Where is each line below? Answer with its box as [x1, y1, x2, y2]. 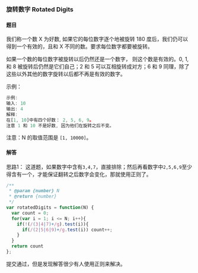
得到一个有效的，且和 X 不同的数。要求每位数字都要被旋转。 [6, 43, 153, 50]
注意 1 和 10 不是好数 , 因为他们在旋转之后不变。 [6, 123, 114, 128]
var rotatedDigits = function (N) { [6, 205, 94, 211]
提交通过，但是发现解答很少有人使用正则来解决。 [6, 260, 126, 267]
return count [11, 243, 44, 249]
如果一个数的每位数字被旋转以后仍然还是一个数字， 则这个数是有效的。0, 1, [6, 55, 189, 63]
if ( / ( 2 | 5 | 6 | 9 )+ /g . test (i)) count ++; [21, 227, 113, 233]
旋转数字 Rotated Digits [6, 5, 74, 13]
